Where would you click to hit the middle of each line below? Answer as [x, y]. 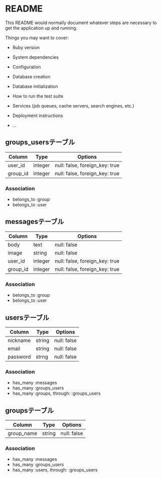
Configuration [26, 67]
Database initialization [35, 86]
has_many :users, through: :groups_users [55, 470]
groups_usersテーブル [40, 142]
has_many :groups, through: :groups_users [56, 393]
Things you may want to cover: [37, 38]
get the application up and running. [41, 28]
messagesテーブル [34, 222]
